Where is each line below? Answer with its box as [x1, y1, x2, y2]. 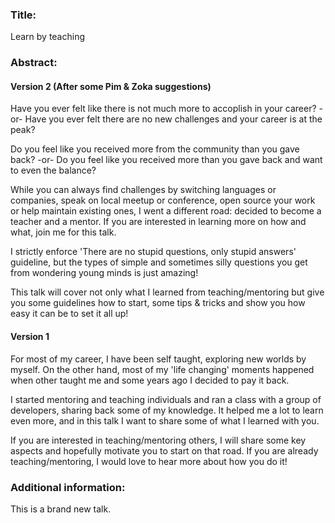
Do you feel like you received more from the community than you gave [10, 143, 300, 155]
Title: [10, 8, 37, 22]
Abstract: [10, 56, 58, 70]
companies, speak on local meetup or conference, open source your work [10, 194, 316, 207]
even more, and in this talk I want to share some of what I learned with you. [10, 414, 320, 427]
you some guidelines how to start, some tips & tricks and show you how [10, 297, 306, 309]
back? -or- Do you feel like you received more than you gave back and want [10, 154, 323, 166]
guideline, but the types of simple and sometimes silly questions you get [10, 256, 308, 268]
